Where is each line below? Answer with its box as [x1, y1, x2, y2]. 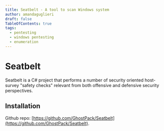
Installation [5, 102, 41, 110]
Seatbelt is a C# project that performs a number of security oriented [5, 77, 144, 83]
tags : [5, 26, 16, 31]
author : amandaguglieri [5, 12, 54, 17]
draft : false [5, 16, 32, 21]
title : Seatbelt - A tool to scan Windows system [5, 7, 110, 12]
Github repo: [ [5, 115, 34, 121]
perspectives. [5, 87, 33, 93]
